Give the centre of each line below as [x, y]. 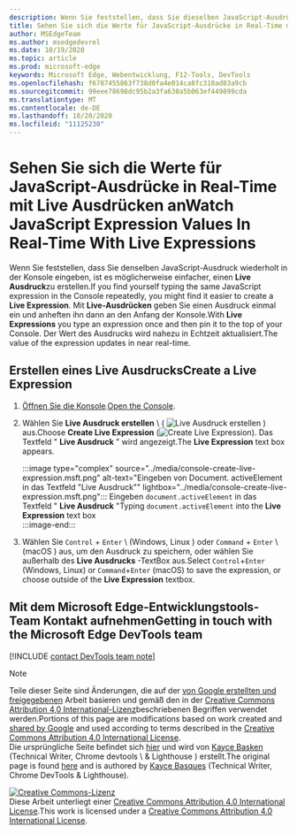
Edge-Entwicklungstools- [187, 607]
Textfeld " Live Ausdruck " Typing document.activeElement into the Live [151, 506]
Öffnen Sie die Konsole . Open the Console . [99, 406]
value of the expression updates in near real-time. [100, 342]
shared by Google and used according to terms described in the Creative [142, 728]
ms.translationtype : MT [53, 99]
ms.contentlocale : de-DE [55, 108]
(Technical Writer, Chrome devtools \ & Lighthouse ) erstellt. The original [140, 756]
